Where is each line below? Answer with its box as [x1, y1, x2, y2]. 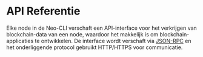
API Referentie [6, 4, 81, 18]
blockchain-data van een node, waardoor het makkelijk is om [6, 30, 159, 38]
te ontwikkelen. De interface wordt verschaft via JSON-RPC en [35, 37, 191, 44]
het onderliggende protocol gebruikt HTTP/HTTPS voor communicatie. [6, 44, 183, 51]
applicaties [6, 37, 34, 44]
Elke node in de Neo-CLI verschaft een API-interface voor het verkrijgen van [6, 24, 197, 32]
